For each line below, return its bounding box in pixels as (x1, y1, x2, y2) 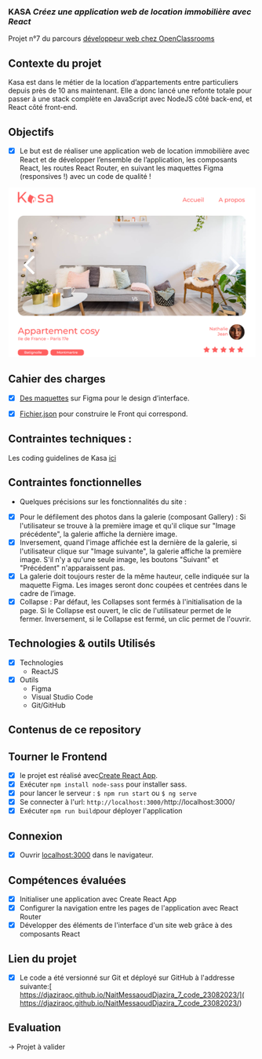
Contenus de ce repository (8, 723, 141, 736)
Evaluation (8, 1021, 61, 1035)
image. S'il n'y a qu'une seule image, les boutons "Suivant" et (19, 554, 219, 564)
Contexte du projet (8, 57, 102, 70)
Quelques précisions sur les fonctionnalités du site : (19, 497, 187, 506)
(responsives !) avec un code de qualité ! (19, 171, 151, 181)
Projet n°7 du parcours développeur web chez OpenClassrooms (8, 34, 215, 43)
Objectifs (8, 125, 55, 139)
